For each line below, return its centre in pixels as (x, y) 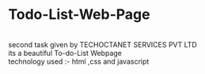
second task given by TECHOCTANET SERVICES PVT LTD (103, 44)
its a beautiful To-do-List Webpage (65, 53)
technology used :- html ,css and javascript (79, 61)
